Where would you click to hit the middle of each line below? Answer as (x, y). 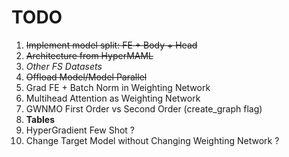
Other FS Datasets (64, 66)
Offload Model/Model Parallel (86, 77)
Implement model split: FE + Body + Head (111, 45)
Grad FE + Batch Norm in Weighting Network (118, 87)
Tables (40, 119)
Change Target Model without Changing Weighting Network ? (152, 140)
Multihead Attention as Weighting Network (113, 98)
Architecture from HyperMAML (89, 55)
